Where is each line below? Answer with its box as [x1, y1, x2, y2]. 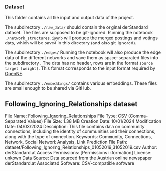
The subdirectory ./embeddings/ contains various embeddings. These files [5, 80, 157, 86]
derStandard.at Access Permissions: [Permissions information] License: [5, 150, 152, 156]
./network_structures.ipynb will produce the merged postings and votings [5, 35, 158, 41]
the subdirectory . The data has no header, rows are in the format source [5, 60, 153, 66]
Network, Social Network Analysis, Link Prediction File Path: [5, 139, 128, 145]
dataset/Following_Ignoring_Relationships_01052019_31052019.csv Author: [5, 144, 157, 150]
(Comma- [128, 113, 148, 119]
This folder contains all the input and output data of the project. [5, 15, 135, 21]
